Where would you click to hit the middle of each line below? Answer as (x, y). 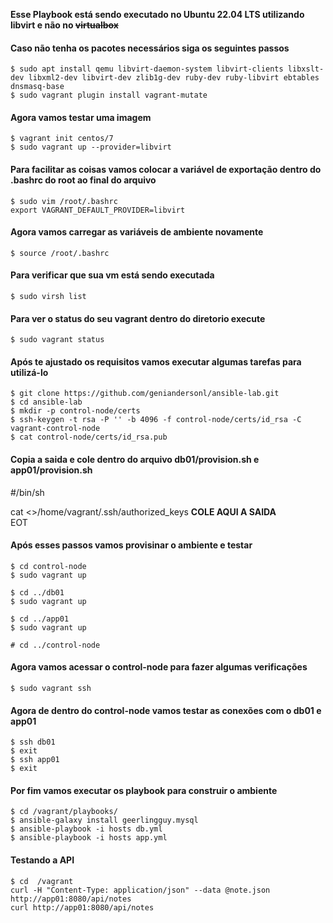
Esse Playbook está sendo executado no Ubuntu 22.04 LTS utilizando (157, 14)
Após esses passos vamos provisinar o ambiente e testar (131, 545)
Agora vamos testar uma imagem (81, 117)
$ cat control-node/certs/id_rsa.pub (89, 437)
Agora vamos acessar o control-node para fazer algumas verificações (159, 667)
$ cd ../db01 (37, 592)
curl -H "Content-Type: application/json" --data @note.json (140, 890)
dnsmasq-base (37, 87)
